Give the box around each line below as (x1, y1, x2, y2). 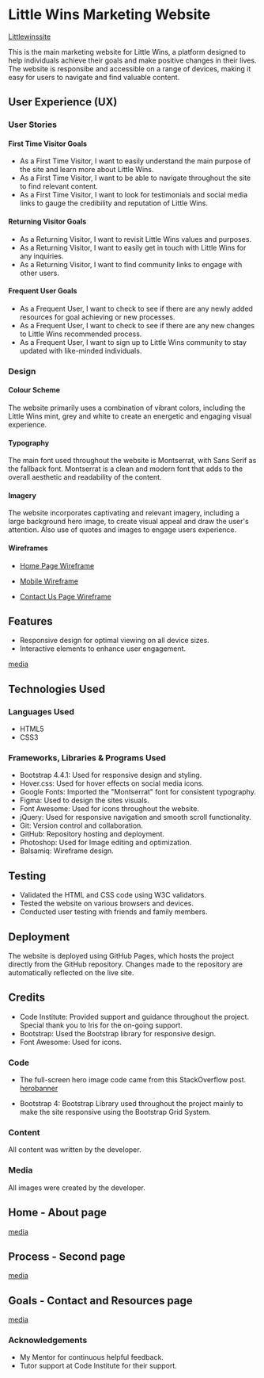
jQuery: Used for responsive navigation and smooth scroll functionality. (19, 813, 251, 822)
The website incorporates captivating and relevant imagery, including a (8, 508, 239, 518)
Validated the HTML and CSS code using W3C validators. (19, 890, 207, 900)
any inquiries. (19, 251, 64, 261)
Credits (8, 991, 46, 1005)
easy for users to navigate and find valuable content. (8, 72, 180, 82)
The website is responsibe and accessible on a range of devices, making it (8, 63, 251, 73)
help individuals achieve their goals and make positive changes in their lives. (8, 56, 257, 65)
